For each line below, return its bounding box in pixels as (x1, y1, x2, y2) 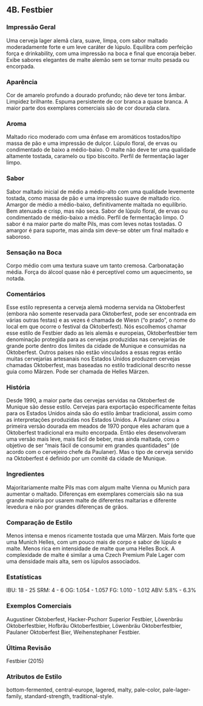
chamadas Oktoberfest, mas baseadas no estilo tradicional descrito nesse (6, 362, 191, 369)
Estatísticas (6, 573, 42, 581)
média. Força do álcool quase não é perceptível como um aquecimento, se (6, 268, 193, 275)
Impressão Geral (6, 23, 56, 32)
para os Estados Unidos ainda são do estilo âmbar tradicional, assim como (6, 410, 193, 417)
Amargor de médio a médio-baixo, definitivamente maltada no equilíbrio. (6, 201, 188, 208)
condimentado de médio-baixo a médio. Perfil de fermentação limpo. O (6, 213, 184, 221)
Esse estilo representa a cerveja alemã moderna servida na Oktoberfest (6, 304, 185, 311)
